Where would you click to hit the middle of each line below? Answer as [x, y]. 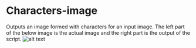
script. [14, 39]
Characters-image [52, 11]
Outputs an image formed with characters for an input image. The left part [95, 27]
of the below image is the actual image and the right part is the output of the [98, 32]
